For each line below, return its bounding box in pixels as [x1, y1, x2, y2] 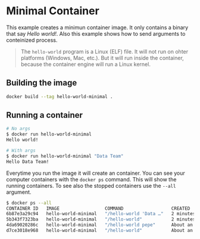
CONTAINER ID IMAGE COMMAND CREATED [6, 205, 190, 212]
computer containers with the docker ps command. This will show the [6, 175, 177, 183]
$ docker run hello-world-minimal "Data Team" [6, 153, 124, 159]
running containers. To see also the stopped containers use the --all [6, 182, 176, 189]
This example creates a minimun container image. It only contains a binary [6, 24, 189, 31]
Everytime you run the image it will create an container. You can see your [6, 169, 186, 177]
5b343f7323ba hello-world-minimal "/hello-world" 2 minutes [6, 216, 196, 222]
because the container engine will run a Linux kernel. [20, 61, 151, 68]
